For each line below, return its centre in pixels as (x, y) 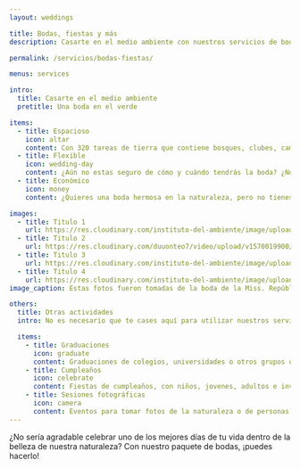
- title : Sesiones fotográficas (85, 395)
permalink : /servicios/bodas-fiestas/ (81, 58)
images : (24, 213)
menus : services (39, 74)
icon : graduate (61, 353)
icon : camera (57, 403)
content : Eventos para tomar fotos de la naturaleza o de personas (161, 411)
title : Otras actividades (66, 313)
